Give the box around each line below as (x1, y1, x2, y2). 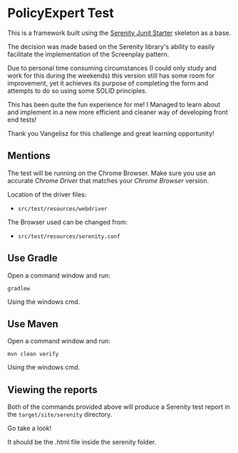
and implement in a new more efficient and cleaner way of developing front (7, 108, 228, 116)
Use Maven (7, 318, 58, 330)
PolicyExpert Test (7, 5, 114, 21)
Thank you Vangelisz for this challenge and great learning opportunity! (7, 129, 215, 137)
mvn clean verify (7, 350, 59, 358)
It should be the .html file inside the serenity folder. (7, 438, 157, 447)
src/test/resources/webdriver (17, 205, 108, 212)
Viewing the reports (7, 383, 98, 396)
